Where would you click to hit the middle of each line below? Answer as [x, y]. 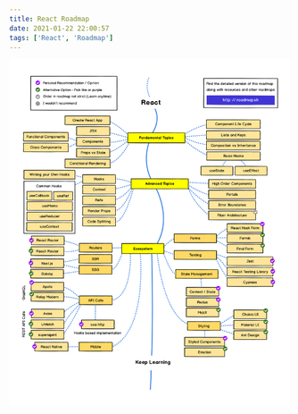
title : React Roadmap [50, 19]
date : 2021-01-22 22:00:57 [59, 28]
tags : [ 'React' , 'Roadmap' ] [62, 38]
